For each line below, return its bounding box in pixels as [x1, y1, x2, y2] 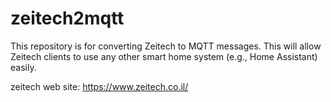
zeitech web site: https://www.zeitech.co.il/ [10, 80, 189, 92]
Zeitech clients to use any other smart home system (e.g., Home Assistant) [10, 50, 318, 62]
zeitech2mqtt [10, 7, 125, 30]
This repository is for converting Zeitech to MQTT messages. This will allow [10, 40, 322, 52]
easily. [10, 61, 37, 73]
